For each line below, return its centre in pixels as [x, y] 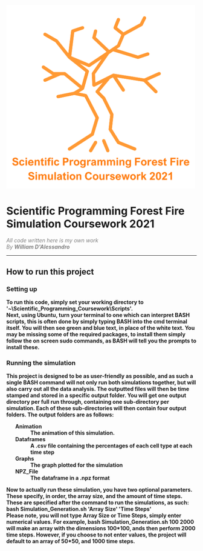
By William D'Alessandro [38, 247]
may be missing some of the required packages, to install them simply [96, 334]
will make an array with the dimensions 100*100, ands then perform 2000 [101, 529]
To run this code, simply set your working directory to [75, 302]
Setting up [22, 289]
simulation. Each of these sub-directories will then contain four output [96, 409]
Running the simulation [41, 362]
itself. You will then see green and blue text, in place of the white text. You [101, 328]
